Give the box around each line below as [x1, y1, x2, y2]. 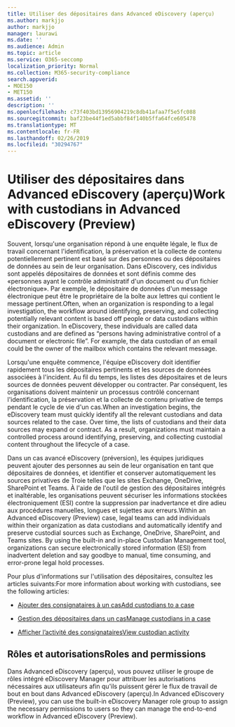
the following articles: [7, 587, 69, 595]
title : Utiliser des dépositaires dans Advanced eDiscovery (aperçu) [7, 10, 215, 18]
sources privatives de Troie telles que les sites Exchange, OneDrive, [7, 476, 203, 485]
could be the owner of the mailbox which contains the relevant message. [7, 344, 217, 353]
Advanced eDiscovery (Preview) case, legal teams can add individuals [7, 514, 210, 522]
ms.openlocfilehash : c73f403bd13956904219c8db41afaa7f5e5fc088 [7, 108, 196, 115]
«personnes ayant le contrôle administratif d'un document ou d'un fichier [7, 277, 219, 286]
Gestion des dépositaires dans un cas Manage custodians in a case [17, 614, 211, 623]
